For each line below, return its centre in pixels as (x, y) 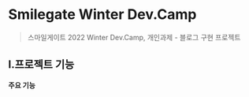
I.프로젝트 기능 (41, 65)
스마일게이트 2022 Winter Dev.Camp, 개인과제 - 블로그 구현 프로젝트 (134, 37)
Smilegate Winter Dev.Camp (102, 15)
